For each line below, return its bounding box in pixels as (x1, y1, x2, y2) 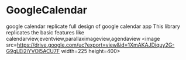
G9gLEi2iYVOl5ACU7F (6, 47, 60, 54)
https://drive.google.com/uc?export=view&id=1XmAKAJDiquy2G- (16, 41, 175, 48)
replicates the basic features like (6, 29, 85, 36)
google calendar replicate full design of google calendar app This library (6, 23, 180, 30)
